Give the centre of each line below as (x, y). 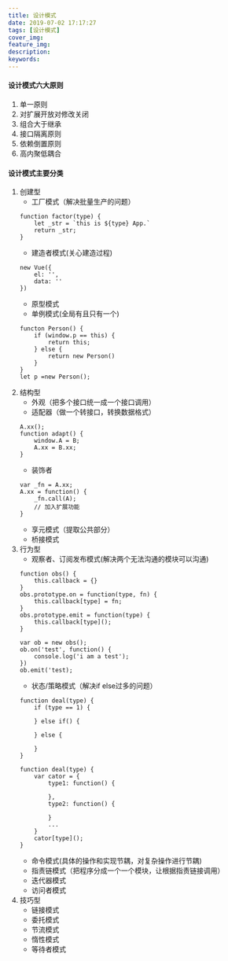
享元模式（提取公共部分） (73, 530)
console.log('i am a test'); (82, 657)
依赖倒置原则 (40, 144)
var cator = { (57, 777)
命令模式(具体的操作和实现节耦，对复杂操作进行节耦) (116, 861)
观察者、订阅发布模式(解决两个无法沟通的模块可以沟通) (120, 559)
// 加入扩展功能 (57, 507)
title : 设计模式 (32, 15)
